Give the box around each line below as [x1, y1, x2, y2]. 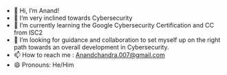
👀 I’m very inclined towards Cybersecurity [13, 14, 133, 22]
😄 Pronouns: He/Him [13, 61, 74, 69]
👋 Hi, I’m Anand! [13, 7, 60, 14]
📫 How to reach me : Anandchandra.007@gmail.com [13, 51, 165, 58]
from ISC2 [13, 28, 43, 36]
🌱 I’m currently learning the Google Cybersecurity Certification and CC [13, 21, 215, 29]
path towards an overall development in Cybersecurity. [13, 43, 170, 51]
